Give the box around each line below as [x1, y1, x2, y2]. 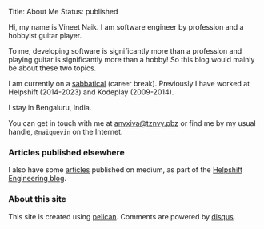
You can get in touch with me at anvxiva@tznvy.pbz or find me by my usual [8, 119, 256, 127]
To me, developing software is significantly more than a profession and [8, 46, 242, 55]
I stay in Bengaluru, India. [8, 103, 92, 112]
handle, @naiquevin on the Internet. [8, 127, 123, 136]
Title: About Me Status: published [8, 7, 118, 16]
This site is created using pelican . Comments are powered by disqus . [8, 211, 236, 221]
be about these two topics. [8, 63, 97, 73]
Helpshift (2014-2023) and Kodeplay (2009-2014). [8, 87, 174, 97]
